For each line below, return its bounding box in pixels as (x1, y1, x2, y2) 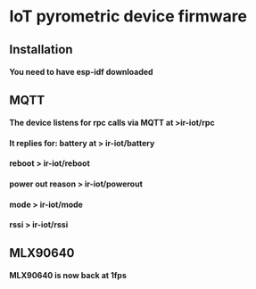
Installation (9, 42, 73, 57)
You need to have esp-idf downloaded (9, 67, 153, 78)
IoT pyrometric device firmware (9, 6, 248, 27)
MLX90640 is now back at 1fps (9, 270, 128, 281)
